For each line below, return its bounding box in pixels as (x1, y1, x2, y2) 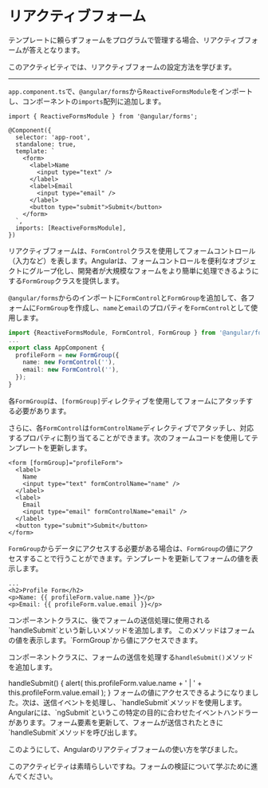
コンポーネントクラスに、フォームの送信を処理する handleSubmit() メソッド (8, 652, 254, 662)
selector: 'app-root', (15, 133, 91, 141)
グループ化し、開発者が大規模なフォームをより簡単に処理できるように (29, 266, 259, 275)
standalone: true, (15, 140, 77, 148)
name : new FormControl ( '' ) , (22, 358, 116, 367)
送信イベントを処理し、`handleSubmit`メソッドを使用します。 (42, 697, 246, 707)
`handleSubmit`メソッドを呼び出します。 (8, 727, 142, 737)
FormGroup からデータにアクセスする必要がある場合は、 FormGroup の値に (8, 543, 241, 553)
